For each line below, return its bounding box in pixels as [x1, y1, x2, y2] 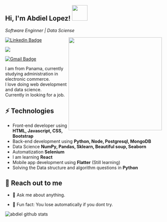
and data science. [5, 86, 42, 92]
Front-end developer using [12, 122, 67, 128]
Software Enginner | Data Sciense [5, 27, 75, 33]
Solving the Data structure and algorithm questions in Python [12, 165, 138, 170]
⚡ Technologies [5, 107, 54, 115]
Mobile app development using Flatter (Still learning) [12, 159, 121, 165]
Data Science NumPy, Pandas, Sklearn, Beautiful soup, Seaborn [12, 143, 147, 149]
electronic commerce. [5, 76, 50, 82]
